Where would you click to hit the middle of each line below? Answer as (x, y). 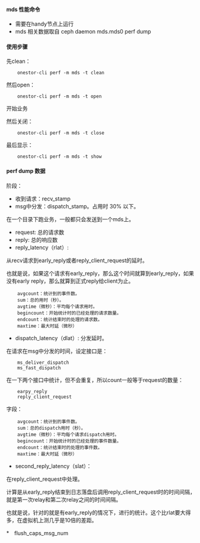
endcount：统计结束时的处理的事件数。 (60, 447)
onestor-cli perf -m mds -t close (61, 133)
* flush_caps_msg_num (37, 533)
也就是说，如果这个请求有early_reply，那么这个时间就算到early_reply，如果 (100, 273)
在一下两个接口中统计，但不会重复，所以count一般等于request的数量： (95, 380)
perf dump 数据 (26, 171)
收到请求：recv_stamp (43, 199)
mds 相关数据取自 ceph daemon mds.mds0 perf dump (83, 32)
